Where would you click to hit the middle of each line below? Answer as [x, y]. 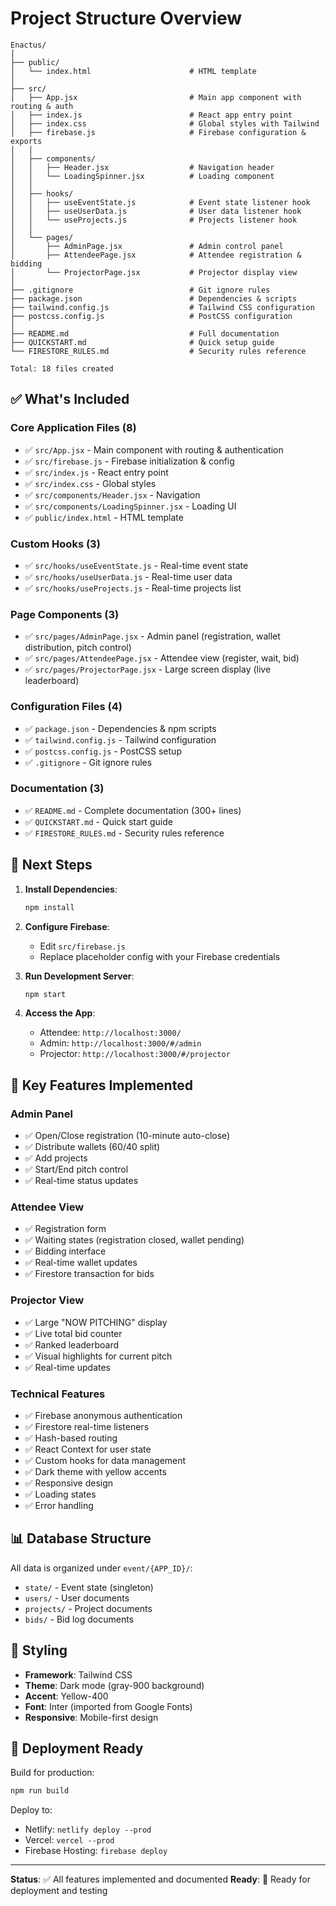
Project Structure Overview [126, 18]
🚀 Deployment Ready [77, 1748]
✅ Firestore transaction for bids [89, 1274]
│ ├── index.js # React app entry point [151, 115]
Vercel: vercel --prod [69, 1840]
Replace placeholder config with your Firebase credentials [160, 956]
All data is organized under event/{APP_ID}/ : [101, 1568]
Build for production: [52, 1773]
